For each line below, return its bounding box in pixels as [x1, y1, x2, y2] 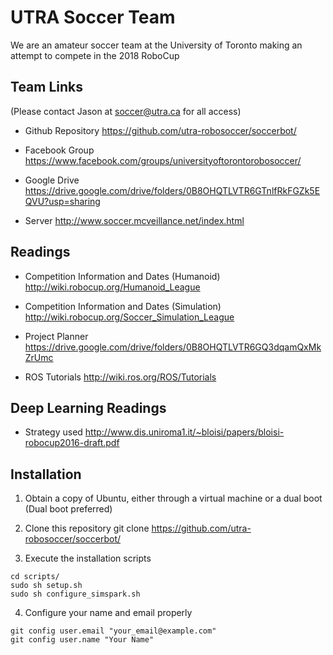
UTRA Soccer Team [10, 6, 176, 29]
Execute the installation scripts [24, 552, 152, 565]
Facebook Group [24, 144, 95, 156]
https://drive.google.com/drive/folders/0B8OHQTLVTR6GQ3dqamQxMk [24, 341, 322, 353]
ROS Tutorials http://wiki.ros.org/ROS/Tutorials [24, 371, 217, 383]
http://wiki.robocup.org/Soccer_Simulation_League [24, 311, 235, 323]
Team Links [10, 79, 84, 96]
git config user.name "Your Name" [10, 635, 155, 645]
